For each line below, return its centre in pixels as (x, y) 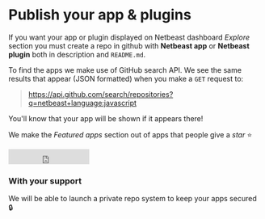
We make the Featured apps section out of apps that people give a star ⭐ (130, 134)
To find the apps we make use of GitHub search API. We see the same (125, 69)
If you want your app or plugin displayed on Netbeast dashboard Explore (129, 37)
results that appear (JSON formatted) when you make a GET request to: (126, 78)
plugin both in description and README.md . (77, 54)
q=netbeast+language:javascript (82, 103)
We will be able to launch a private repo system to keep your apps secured (132, 199)
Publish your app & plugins (100, 15)
